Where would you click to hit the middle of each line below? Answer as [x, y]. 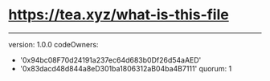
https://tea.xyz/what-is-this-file [119, 15]
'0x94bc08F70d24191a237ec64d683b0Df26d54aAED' [110, 60]
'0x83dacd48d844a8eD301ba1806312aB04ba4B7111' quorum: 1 [126, 68]
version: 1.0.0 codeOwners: [53, 44]
